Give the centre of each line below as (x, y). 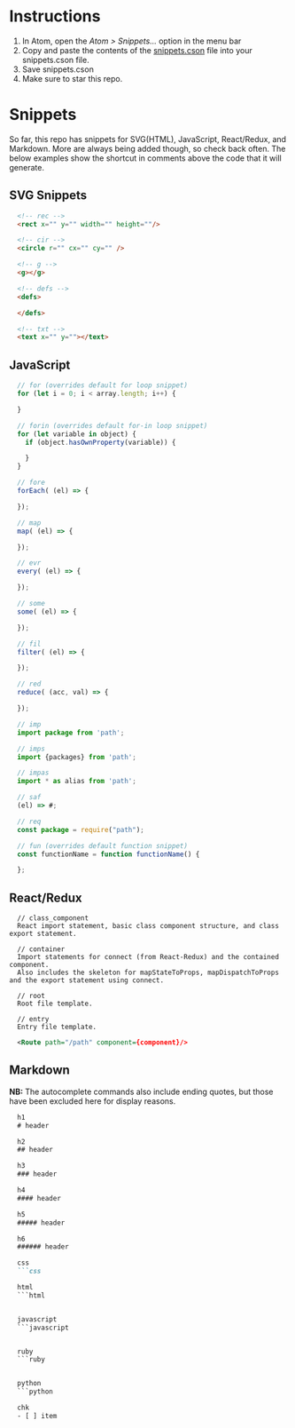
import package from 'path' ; (71, 733)
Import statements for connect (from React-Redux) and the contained (148, 957)
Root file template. (55, 1004)
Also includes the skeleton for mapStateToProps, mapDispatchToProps (148, 973)
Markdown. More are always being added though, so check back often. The (147, 148)
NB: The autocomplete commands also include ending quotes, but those (141, 1091)
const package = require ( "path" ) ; (81, 829)
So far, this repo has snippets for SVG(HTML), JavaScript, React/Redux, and (147, 139)
